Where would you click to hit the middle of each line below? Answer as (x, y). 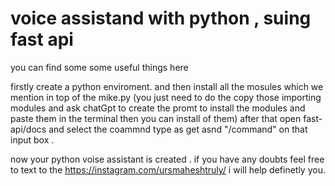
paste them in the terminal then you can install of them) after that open (156, 118)
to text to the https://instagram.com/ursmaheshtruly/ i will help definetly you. (168, 169)
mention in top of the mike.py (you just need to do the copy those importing (166, 97)
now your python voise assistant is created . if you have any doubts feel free (167, 159)
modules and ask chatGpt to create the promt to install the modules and (158, 108)
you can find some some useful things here (99, 67)
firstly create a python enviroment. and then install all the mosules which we (167, 86)
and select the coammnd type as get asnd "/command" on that (178, 129)
